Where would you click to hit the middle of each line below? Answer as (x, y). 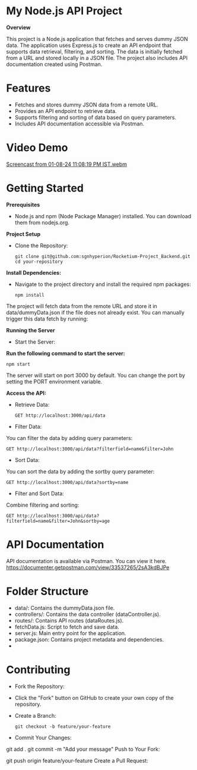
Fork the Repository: (39, 686)
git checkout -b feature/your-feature (63, 727)
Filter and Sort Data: (39, 493)
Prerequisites (23, 205)
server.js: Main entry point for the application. (70, 633)
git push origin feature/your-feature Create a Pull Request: (77, 760)
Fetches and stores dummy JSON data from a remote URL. (86, 105)
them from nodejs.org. (42, 222)
